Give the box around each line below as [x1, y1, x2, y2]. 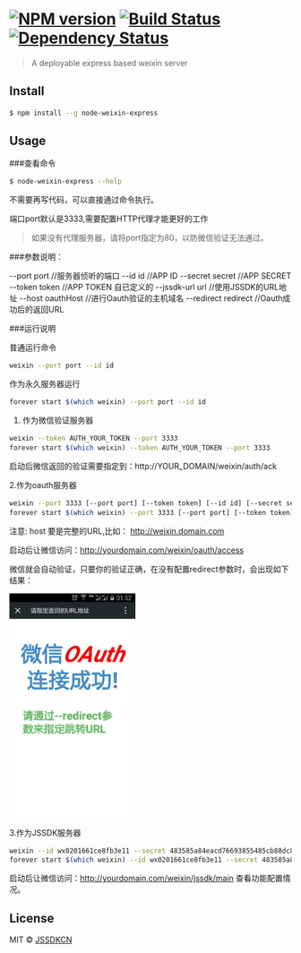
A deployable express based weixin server [30, 57, 188, 68]
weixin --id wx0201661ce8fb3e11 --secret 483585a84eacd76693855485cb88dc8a [9, 846, 298, 855]
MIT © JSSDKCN [9, 934, 73, 945]
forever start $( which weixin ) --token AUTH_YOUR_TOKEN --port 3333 [9, 443, 271, 452]
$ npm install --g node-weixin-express [9, 108, 159, 117]
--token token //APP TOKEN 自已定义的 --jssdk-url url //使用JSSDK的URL [9, 282, 279, 293]
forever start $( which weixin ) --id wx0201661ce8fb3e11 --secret [9, 855, 258, 864]
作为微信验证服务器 [21, 415, 94, 425]
